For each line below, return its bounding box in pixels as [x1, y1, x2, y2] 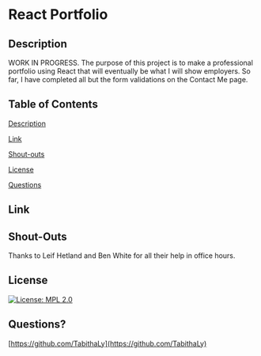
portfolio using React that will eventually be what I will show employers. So [8, 66, 251, 76]
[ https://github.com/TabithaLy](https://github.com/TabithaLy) [8, 339, 207, 348]
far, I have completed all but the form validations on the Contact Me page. [8, 75, 248, 84]
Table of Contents [8, 97, 99, 112]
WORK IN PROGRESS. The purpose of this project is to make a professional [8, 58, 253, 67]
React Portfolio [8, 6, 108, 24]
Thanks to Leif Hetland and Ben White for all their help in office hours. [8, 251, 236, 260]
